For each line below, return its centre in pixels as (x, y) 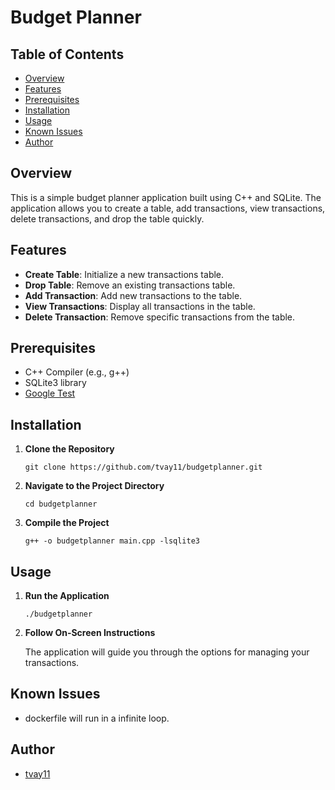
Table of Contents (67, 54)
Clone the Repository (69, 449)
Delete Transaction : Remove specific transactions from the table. (160, 317)
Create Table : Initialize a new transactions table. (124, 274)
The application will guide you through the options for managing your (167, 652)
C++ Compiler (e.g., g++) (77, 372)
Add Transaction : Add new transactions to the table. (133, 295)
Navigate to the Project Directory (94, 486)
